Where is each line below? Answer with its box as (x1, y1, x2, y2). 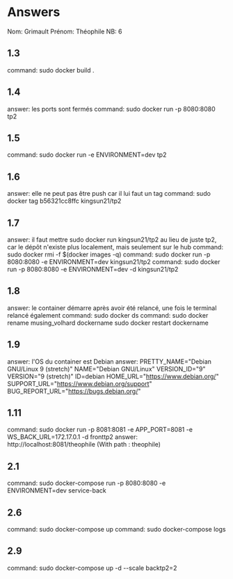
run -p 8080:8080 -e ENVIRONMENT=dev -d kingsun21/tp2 (7, 265, 179, 273)
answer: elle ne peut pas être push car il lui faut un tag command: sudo (7, 190, 211, 198)
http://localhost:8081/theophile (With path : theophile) (7, 440, 161, 449)
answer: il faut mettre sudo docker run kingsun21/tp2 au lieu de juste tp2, (7, 236, 217, 244)
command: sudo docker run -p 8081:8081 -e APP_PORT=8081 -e (7, 426, 193, 434)
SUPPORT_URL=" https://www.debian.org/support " (7, 379, 152, 387)
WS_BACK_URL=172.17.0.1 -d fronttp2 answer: (7, 433, 138, 441)
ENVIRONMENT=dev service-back (7, 486, 106, 495)
